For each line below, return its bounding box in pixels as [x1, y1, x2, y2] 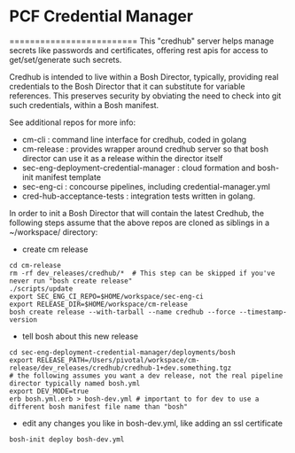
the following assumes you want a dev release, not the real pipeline [17, 371, 283, 380]
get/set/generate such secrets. [9, 54, 122, 65]
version [9, 315, 38, 324]
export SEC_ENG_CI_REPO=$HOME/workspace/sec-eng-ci [9, 292, 204, 301]
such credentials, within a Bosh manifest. [9, 99, 159, 110]
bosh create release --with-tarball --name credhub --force [9, 308, 237, 316]
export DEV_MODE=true [9, 387, 89, 395]
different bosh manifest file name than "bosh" [9, 402, 189, 411]
